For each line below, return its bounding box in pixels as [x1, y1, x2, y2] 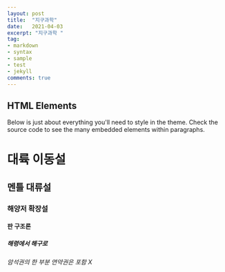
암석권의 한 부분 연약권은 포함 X [7, 258, 92, 266]
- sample [7, 55, 32, 62]
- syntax [7, 49, 32, 56]
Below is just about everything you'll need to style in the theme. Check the [7, 118, 219, 126]
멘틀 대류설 [7, 181, 52, 193]
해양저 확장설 [7, 204, 48, 213]
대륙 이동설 [7, 152, 66, 168]
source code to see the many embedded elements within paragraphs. [7, 126, 205, 134]
